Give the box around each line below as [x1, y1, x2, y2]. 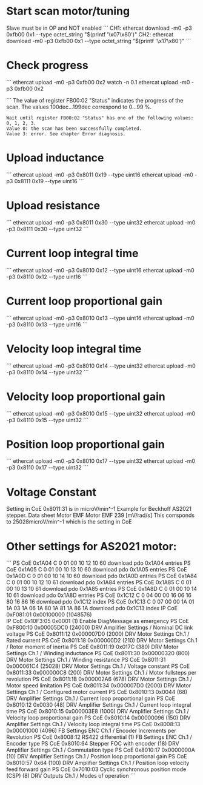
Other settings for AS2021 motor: [6, 539, 177, 553]
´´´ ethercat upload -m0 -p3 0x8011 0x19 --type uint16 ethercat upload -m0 [6, 171, 194, 178]
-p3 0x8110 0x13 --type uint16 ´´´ [6, 320, 88, 328]
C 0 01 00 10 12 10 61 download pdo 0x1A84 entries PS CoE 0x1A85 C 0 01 [6, 579, 192, 586]
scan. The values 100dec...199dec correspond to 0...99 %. [6, 103, 152, 110]
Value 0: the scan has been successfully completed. [6, 126, 142, 132]
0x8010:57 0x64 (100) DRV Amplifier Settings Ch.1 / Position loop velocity [6, 760, 190, 767]
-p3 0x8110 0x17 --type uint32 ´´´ [6, 464, 89, 471]
